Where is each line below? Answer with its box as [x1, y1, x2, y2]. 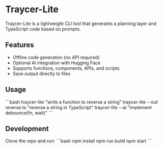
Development [5, 124, 49, 133]
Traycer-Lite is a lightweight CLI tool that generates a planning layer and [5, 20, 156, 27]
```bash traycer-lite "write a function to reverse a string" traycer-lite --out [5, 98, 158, 105]
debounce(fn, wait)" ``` [5, 110, 53, 116]
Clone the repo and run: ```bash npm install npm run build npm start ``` [5, 138, 152, 144]
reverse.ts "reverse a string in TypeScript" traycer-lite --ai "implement [5, 104, 152, 110]
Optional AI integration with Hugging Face [12, 60, 101, 66]
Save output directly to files [12, 70, 71, 77]
